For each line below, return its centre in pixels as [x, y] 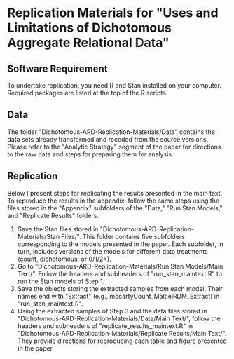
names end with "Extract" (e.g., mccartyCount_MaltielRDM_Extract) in [118, 296]
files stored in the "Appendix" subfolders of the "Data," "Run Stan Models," [115, 208]
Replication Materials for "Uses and [113, 13]
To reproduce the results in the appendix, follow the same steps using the [113, 201]
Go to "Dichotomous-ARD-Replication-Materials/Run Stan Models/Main [120, 266]
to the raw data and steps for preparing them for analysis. [90, 154]
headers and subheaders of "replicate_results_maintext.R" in [105, 326]
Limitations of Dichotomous [89, 28]
